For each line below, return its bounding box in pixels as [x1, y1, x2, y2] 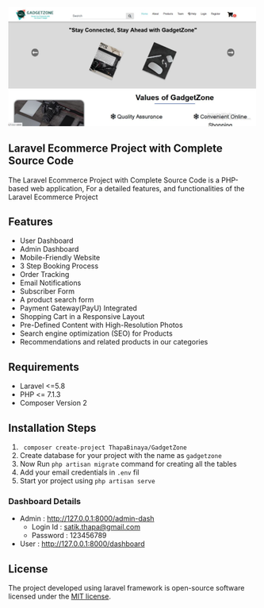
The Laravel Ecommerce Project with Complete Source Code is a [8, 175, 220, 185]
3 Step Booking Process [19, 261, 99, 271]
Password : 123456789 [31, 531, 107, 541]
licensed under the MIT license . [8, 591, 111, 602]
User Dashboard [19, 236, 74, 245]
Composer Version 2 [19, 398, 87, 408]
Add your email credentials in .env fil [19, 468, 140, 477]
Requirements [8, 360, 79, 374]
